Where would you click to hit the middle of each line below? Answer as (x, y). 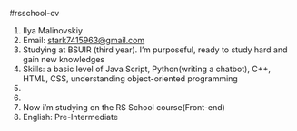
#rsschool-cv (35, 13)
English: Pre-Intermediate (70, 117)
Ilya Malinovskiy (53, 30)
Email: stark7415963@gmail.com (84, 40)
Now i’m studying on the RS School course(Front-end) (124, 107)
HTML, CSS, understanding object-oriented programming (130, 79)
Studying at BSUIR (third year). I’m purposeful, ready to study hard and (155, 50)
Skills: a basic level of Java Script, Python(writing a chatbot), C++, (146, 69)
